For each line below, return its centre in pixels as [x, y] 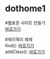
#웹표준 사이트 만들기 [25, 23]
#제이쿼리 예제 [19, 39]
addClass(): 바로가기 [25, 52]
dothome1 [25, 9]
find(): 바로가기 [20, 45]
